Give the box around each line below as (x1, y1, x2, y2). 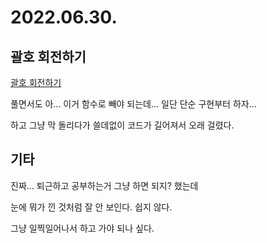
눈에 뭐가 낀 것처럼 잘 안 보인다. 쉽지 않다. (10, 201, 173, 213)
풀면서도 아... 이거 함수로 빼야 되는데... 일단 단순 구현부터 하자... (10, 98, 257, 110)
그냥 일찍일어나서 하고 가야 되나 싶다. (10, 222, 155, 234)
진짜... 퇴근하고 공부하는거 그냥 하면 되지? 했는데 (10, 179, 199, 191)
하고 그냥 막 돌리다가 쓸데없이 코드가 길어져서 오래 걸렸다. (10, 119, 235, 131)
